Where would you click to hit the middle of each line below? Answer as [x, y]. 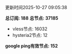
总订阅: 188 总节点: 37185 [32, 18]
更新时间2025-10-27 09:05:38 [36, 7]
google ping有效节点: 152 [32, 46]
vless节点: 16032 [30, 29]
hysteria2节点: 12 [30, 35]
